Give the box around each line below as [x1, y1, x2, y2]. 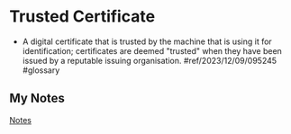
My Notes [9, 91, 66, 106]
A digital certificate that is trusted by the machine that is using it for [22, 36, 272, 47]
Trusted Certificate [9, 6, 156, 27]
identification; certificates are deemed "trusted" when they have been [22, 45, 282, 56]
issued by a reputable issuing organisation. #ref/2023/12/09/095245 [22, 55, 277, 66]
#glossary [22, 65, 60, 76]
